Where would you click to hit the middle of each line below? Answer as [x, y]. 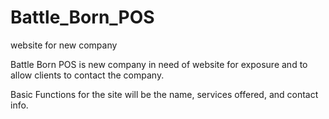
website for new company [64, 45]
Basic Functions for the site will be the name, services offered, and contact [164, 94]
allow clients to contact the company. [87, 75]
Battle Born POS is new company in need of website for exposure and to [159, 64]
